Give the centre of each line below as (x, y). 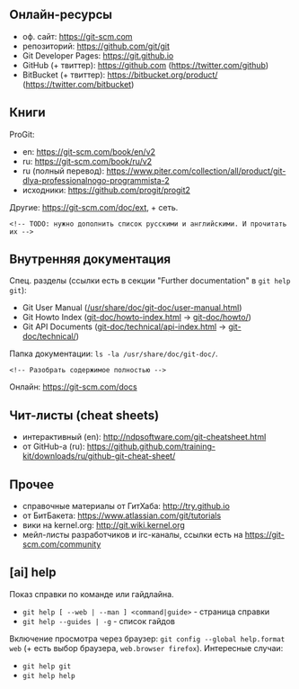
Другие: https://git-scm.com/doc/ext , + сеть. (94, 207)
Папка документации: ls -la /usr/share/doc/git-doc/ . (114, 353)
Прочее (32, 484)
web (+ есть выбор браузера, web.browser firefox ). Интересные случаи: (146, 648)
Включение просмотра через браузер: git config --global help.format (147, 639)
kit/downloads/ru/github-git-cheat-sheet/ (99, 456)
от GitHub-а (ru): (53, 447)
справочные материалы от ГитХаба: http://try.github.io (126, 506)
